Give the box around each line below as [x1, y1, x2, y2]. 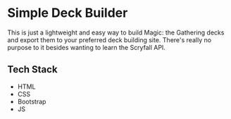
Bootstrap [17, 97, 46, 106]
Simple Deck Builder [7, 5, 128, 21]
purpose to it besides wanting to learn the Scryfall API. [7, 43, 166, 51]
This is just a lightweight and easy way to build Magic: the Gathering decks [7, 28, 225, 37]
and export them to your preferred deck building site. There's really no [7, 35, 212, 44]
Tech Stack [7, 63, 58, 75]
